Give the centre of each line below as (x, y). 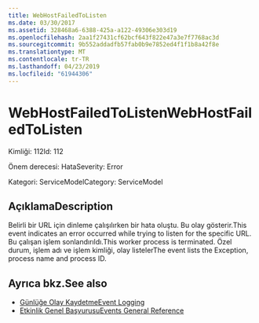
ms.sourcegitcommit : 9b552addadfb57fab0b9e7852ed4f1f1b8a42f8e (114, 45)
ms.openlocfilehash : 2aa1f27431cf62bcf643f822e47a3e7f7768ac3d (114, 37)
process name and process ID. (58, 259)
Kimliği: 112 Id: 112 (36, 151)
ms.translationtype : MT (47, 52)
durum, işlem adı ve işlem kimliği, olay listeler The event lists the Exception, (128, 250)
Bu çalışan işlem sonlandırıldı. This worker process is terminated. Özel (120, 242)
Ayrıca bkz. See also (58, 283)
